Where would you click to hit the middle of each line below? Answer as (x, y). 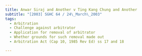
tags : (11, 19)
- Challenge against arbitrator (43, 28)
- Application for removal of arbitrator (53, 32)
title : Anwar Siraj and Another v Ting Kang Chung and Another (71, 10)
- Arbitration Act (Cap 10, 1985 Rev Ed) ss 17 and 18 (67, 42)
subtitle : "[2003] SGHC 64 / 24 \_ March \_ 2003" (54, 14)
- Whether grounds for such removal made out (57, 37)
